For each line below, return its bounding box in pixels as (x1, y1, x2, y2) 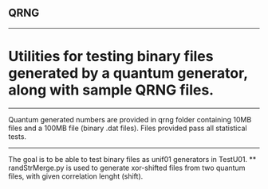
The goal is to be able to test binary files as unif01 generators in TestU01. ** (8, 154, 257, 164)
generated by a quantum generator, (8, 64, 248, 82)
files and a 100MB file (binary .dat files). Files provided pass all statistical (8, 123, 247, 133)
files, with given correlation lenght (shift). (8, 171, 144, 181)
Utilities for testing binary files (8, 48, 214, 65)
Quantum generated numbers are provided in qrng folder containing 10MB (8, 114, 252, 124)
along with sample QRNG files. (8, 81, 214, 98)
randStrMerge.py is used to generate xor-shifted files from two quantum (8, 163, 246, 172)
